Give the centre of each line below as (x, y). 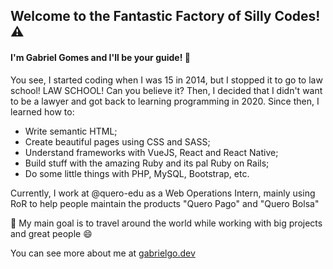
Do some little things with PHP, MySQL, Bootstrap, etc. (137, 173)
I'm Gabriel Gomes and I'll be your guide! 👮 (100, 57)
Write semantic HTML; (71, 131)
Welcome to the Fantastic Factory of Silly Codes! (165, 16)
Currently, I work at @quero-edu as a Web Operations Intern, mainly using (163, 193)
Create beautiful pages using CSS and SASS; (117, 141)
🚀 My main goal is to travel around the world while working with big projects (166, 223)
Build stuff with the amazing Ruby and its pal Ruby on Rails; (147, 163)
